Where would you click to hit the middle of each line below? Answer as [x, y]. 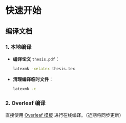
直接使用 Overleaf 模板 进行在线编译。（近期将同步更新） [65, 115]
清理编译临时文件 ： [33, 79]
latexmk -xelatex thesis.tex [44, 69]
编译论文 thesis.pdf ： [36, 59]
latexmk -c [24, 89]
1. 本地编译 [18, 47]
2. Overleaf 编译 [25, 103]
